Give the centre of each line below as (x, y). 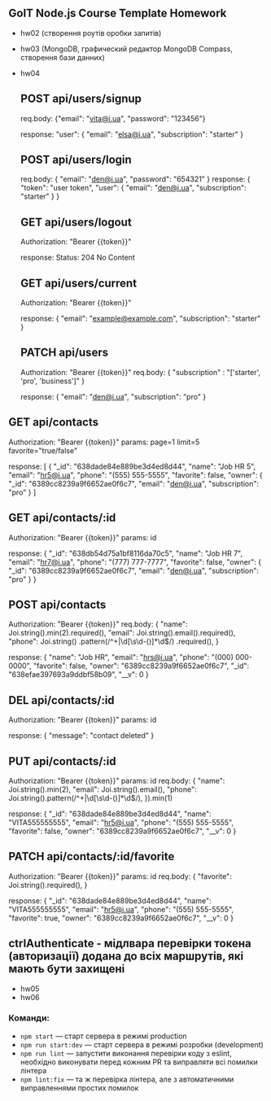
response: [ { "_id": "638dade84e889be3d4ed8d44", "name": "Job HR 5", (132, 466)
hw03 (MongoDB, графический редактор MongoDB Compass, (127, 49)
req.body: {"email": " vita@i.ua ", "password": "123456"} (113, 118)
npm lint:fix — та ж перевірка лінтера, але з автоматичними (127, 1079)
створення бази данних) (63, 57)
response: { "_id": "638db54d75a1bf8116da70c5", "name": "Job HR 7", (126, 553)
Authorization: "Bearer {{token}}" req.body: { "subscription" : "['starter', (140, 372)
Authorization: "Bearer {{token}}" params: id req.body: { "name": (117, 780)
